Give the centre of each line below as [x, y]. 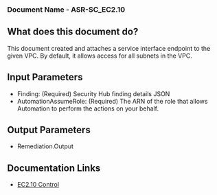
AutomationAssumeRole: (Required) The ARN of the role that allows [112, 101]
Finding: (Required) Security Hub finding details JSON [93, 93]
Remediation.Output [45, 146]
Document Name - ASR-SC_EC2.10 [66, 10]
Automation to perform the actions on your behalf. [88, 108]
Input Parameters [45, 77]
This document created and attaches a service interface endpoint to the [109, 48]
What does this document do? [73, 32]
